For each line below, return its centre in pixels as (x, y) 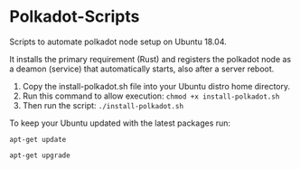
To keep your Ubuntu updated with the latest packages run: (120, 123)
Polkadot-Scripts (75, 17)
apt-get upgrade (40, 155)
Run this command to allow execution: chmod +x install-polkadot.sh (151, 96)
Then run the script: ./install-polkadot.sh (103, 105)
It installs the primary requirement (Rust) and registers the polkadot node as (150, 59)
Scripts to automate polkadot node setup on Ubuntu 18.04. (118, 42)
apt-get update (38, 139)
